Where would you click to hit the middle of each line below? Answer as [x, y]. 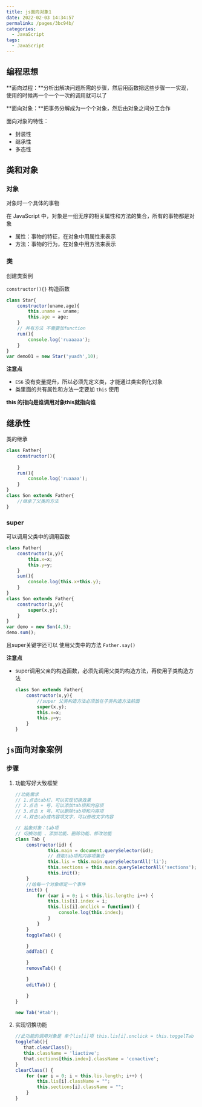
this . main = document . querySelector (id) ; [101, 850]
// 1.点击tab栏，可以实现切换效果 [53, 800]
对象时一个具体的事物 [33, 203]
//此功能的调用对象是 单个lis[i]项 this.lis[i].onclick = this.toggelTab [104, 1036]
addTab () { [40, 952]
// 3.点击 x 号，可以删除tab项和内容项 [59, 811]
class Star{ [21, 300]
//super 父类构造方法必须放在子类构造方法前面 [89, 701]
